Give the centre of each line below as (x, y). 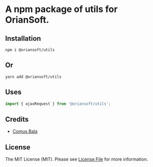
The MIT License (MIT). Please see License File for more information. (76, 159)
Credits (17, 119)
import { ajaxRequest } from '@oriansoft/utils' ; (58, 104)
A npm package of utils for (61, 9)
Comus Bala (25, 131)
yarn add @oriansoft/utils (33, 77)
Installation (23, 38)
